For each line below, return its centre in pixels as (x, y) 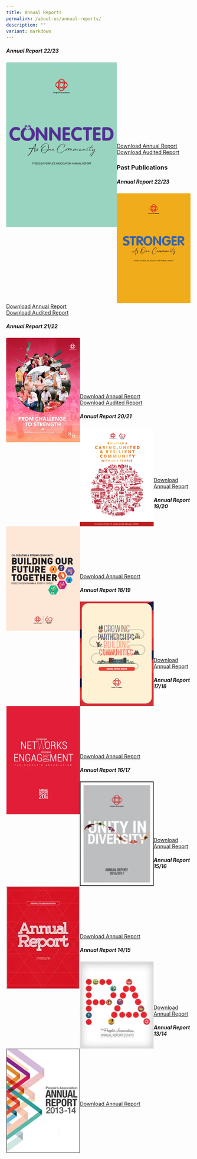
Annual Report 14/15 (105, 950)
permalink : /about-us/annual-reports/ (54, 19)
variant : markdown (29, 31)
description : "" (26, 25)
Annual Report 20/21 (106, 416)
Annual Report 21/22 (32, 326)
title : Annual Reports (34, 12)
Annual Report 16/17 (105, 770)
